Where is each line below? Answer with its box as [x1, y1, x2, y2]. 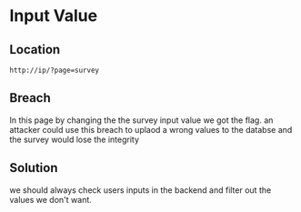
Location [9, 42, 61, 57]
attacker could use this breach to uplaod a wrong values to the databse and [9, 124, 293, 135]
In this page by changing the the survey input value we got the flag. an [9, 115, 274, 126]
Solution [9, 160, 58, 176]
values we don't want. [9, 194, 93, 205]
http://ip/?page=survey [9, 66, 100, 75]
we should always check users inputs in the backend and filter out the [9, 184, 272, 196]
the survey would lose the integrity [9, 134, 139, 145]
